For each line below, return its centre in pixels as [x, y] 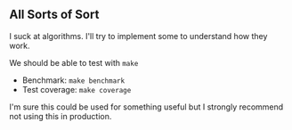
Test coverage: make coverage [77, 89]
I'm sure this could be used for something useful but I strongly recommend [146, 107]
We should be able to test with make [74, 62]
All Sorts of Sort [54, 15]
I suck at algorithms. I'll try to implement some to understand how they [138, 36]
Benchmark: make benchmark [73, 80]
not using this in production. [61, 116]
